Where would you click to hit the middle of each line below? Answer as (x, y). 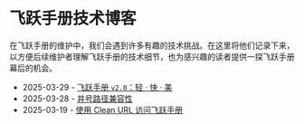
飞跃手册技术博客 (73, 19)
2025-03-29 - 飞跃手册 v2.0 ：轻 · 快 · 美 (97, 87)
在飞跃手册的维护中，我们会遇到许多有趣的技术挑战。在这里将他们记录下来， (152, 45)
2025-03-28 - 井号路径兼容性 (77, 98)
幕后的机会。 (33, 68)
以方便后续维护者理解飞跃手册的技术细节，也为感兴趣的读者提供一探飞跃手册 (152, 56)
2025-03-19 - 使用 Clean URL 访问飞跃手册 (103, 110)
